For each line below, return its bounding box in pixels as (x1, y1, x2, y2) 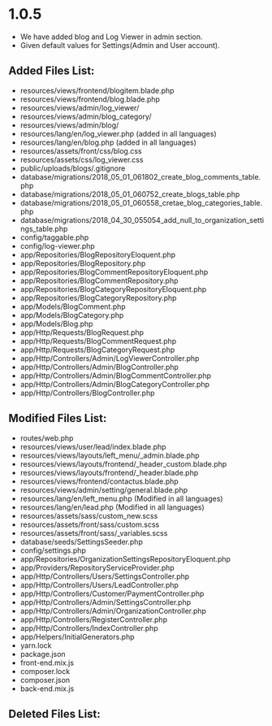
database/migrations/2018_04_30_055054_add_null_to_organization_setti (19, 215, 265, 224)
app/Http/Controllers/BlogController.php (19, 388, 156, 398)
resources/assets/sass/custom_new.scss (19, 511, 158, 520)
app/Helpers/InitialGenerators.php (19, 632, 136, 641)
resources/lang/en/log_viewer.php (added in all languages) (19, 128, 217, 138)
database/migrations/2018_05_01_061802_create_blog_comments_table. (19, 172, 261, 181)
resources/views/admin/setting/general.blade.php (19, 485, 188, 494)
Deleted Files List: (8, 706, 101, 720)
